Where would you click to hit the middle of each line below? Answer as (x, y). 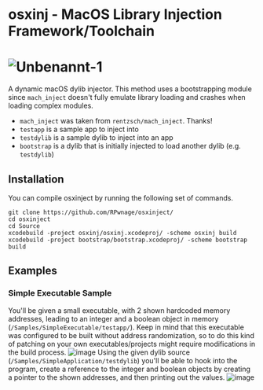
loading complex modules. (51, 106)
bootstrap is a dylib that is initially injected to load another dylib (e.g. (130, 146)
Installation (36, 179)
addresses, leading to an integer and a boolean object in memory (113, 318)
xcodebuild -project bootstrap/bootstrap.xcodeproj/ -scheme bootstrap (128, 240)
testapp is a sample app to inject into (79, 129)
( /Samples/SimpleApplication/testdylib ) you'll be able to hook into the (123, 360)
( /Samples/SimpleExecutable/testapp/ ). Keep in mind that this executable (126, 327)
